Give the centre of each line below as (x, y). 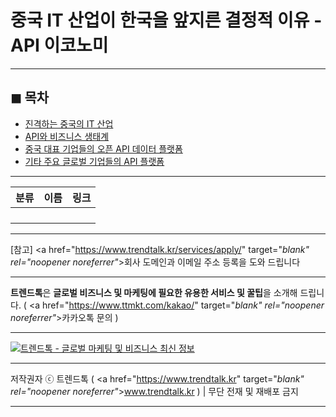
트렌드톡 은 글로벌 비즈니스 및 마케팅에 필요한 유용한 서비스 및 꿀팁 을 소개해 (154, 292)
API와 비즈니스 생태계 (67, 136)
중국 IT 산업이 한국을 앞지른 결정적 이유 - (166, 20)
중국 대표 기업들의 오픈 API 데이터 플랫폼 (103, 148)
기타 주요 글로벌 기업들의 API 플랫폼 (94, 161)
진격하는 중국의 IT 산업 (69, 123)
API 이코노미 (59, 45)
